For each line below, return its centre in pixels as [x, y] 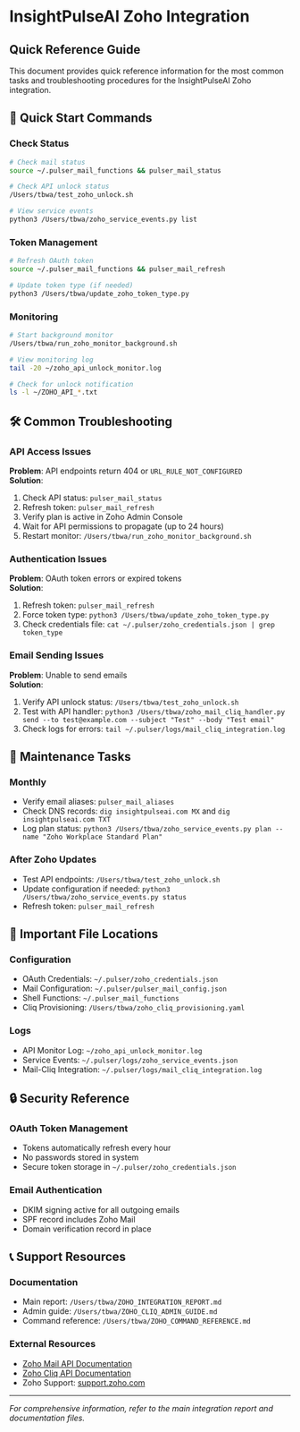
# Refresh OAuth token [51, 261]
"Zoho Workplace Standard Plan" [103, 837]
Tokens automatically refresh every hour [96, 1148]
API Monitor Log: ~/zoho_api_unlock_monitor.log [112, 1050]
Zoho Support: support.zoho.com [83, 1382]
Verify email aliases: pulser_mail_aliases [98, 802]
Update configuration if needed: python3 [96, 889]
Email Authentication [56, 1190]
